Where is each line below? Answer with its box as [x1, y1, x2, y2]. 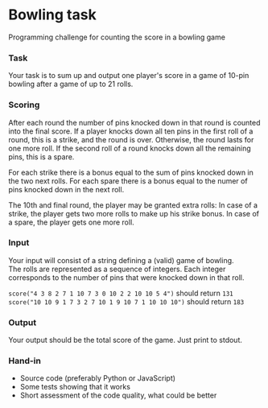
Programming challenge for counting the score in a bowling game [8, 32, 225, 42]
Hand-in [8, 356, 42, 367]
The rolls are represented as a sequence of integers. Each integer [8, 264, 226, 274]
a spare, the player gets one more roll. [8, 217, 134, 227]
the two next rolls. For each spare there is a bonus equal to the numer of [8, 175, 248, 186]
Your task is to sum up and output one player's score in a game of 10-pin [8, 71, 249, 80]
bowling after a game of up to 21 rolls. [8, 79, 134, 89]
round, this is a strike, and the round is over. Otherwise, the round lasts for [8, 134, 254, 144]
